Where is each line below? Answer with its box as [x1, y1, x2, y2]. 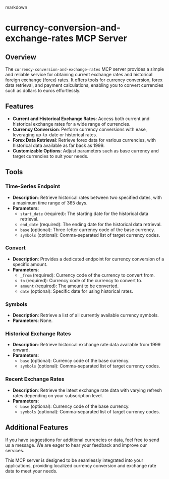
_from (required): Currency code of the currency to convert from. [20, 272, 155, 278]
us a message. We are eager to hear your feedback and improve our [5, 442, 147, 448]
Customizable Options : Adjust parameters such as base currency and [12, 147, 159, 153]
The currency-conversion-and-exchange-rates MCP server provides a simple [5, 66, 164, 72]
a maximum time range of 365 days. [12, 199, 88, 206]
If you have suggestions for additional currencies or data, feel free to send [5, 437, 160, 443]
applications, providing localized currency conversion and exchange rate [5, 462, 156, 468]
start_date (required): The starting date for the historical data [20, 210, 149, 217]
